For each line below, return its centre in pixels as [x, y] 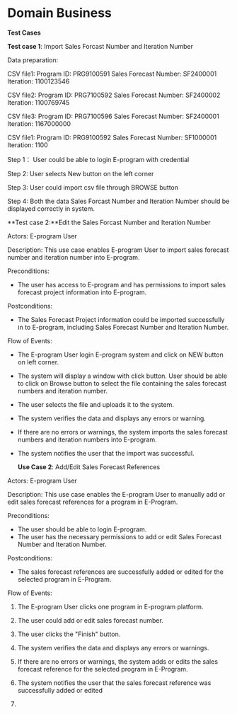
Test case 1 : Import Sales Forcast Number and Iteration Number [100, 46]
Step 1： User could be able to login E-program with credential [98, 159]
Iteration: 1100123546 [39, 81]
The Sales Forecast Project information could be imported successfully [121, 319]
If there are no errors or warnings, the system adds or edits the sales [117, 661]
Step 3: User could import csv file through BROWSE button [93, 187]
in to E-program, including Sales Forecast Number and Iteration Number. [123, 327]
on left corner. [38, 362]
